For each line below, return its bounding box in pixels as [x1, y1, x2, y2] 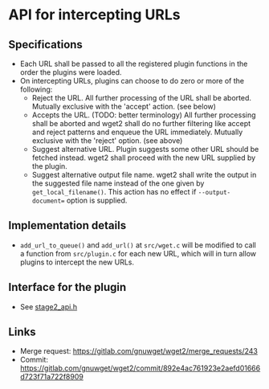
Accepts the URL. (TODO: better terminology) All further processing [31, 110, 256, 120]
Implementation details [8, 219, 127, 232]
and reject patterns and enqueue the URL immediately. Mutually [31, 127, 243, 137]
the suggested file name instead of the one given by [31, 178, 205, 188]
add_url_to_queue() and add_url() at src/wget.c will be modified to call [19, 240, 257, 250]
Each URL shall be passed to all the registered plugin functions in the [19, 59, 248, 68]
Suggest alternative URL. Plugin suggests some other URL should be [31, 145, 259, 154]
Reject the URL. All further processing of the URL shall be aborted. [31, 93, 251, 102]
